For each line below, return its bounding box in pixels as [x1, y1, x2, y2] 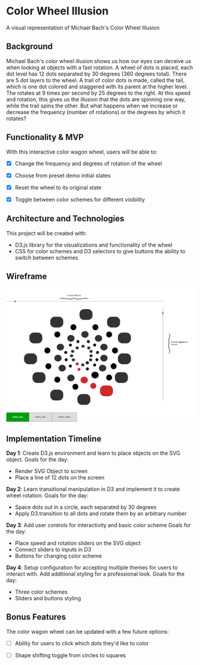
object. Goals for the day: [6, 456, 69, 463]
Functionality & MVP [6, 132, 84, 142]
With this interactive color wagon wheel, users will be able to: [6, 148, 157, 155]
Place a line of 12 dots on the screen [14, 474, 105, 481]
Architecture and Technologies [6, 214, 125, 224]
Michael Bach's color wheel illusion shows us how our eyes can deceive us [6, 57, 192, 64]
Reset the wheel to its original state [14, 184, 102, 191]
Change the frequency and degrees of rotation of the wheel [14, 160, 162, 167]
